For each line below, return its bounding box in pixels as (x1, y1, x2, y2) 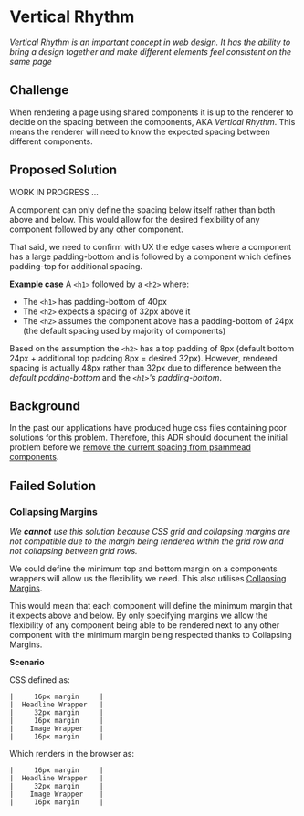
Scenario (9, 657, 45, 668)
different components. (9, 135, 93, 147)
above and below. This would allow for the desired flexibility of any (9, 214, 260, 225)
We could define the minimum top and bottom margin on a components (9, 563, 278, 574)
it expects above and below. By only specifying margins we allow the (9, 610, 268, 622)
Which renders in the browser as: (9, 748, 135, 759)
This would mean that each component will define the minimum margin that (9, 601, 293, 612)
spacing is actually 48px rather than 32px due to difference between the (9, 362, 282, 373)
